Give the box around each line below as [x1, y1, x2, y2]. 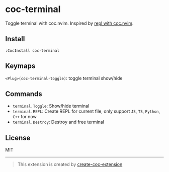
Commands [5, 90, 43, 98]
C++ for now [12, 114, 37, 120]
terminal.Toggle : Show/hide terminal [12, 103, 90, 109]
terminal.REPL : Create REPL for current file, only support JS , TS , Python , [12, 108, 160, 114]
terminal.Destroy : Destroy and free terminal [12, 119, 104, 125]
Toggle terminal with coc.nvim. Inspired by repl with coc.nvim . [5, 20, 134, 26]
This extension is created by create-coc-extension [17, 161, 123, 167]
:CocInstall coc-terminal [5, 48, 59, 53]
